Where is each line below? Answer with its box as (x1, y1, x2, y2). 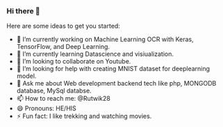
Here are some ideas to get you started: (6, 22, 121, 30)
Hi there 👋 (6, 6, 41, 16)
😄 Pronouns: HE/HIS (16, 104, 77, 113)
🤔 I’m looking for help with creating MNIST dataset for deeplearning (16, 65, 210, 73)
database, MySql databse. (16, 86, 92, 95)
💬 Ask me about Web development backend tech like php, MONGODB (16, 79, 217, 88)
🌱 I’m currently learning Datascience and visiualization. (16, 50, 174, 58)
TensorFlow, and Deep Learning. (16, 43, 110, 51)
